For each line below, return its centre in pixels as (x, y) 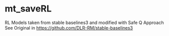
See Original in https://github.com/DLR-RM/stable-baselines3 (69, 27)
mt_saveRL (28, 9)
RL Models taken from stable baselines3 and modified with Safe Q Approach (84, 22)
